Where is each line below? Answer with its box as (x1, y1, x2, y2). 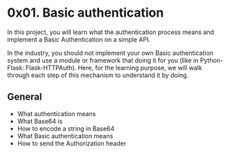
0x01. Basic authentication (7, 5, 164, 21)
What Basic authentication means (17, 131, 114, 140)
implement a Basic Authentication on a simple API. (7, 35, 151, 43)
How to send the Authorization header (17, 139, 127, 147)
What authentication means (17, 109, 96, 118)
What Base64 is (17, 117, 63, 125)
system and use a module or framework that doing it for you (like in (7, 56, 199, 64)
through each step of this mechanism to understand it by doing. (7, 71, 189, 79)
